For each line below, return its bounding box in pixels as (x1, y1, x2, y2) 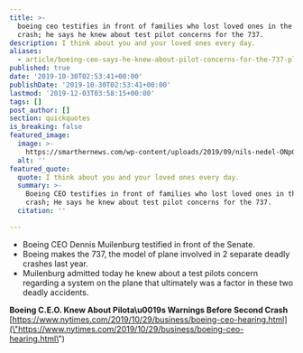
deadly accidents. (22, 286, 89, 298)
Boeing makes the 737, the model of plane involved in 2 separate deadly (22, 248, 290, 259)
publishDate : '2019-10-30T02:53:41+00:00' (9, 80, 171, 89)
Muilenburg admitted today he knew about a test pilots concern (22, 267, 259, 278)
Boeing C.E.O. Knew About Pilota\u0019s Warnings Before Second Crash (9, 304, 289, 315)
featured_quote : (9, 164, 70, 173)
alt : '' (17, 155, 47, 165)
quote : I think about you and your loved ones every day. (17, 172, 241, 181)
